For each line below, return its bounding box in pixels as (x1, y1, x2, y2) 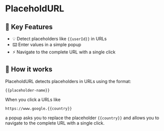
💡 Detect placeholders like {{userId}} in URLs (12, 36, 107, 42)
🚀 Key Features (5, 23, 53, 31)
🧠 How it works (5, 65, 53, 74)
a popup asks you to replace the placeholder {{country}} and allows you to (5, 115, 160, 121)
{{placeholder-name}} (5, 87, 50, 93)
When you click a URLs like (5, 96, 61, 102)
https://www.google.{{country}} (5, 106, 72, 111)
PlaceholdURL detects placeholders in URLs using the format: (5, 78, 132, 84)
